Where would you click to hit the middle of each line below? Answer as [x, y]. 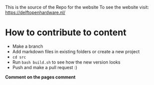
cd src [19, 57]
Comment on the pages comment [40, 77]
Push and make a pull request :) [45, 67]
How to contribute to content [66, 33]
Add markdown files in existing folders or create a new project [76, 51]
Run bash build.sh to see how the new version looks [66, 62]
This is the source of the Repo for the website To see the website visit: [77, 7]
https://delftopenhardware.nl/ [35, 12]
